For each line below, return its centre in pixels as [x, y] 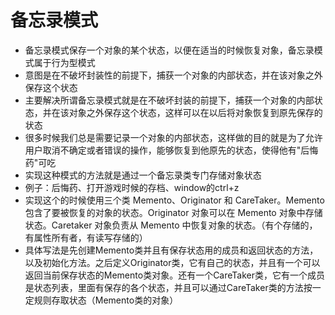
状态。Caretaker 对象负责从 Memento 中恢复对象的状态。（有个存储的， [171, 225]
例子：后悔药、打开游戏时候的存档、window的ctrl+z [132, 187]
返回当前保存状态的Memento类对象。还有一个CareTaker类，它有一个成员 [175, 275]
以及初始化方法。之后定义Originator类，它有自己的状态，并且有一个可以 [172, 262]
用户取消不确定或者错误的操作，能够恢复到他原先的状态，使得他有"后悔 [171, 150]
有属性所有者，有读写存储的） [86, 237]
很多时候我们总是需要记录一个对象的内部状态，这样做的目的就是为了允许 [173, 137]
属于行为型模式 [64, 62]
